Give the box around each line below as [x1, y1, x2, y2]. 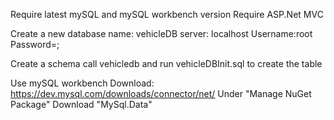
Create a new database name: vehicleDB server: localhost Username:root [10, 28, 313, 39]
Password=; [10, 39, 60, 50]
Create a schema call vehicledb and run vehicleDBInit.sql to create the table [10, 58, 323, 69]
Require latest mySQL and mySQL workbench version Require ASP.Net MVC [10, 9, 324, 20]
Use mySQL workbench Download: [10, 77, 155, 89]
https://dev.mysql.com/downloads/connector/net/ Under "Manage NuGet [10, 88, 312, 99]
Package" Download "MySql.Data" [10, 99, 153, 110]
